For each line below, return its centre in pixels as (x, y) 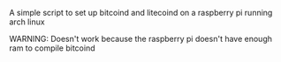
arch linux (27, 22)
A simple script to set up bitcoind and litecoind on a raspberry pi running (141, 13)
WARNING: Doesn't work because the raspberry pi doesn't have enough (140, 39)
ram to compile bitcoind (52, 48)
